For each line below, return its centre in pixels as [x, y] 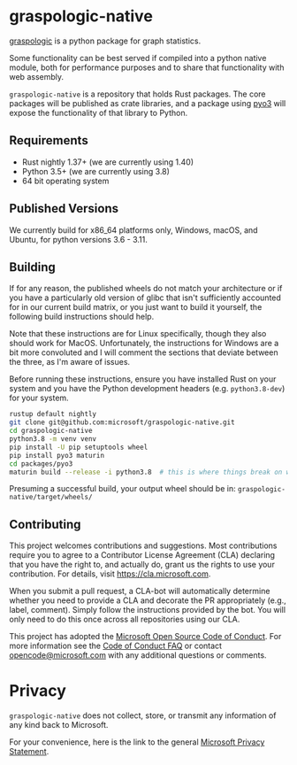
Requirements [49, 140]
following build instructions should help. [82, 317]
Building [32, 267]
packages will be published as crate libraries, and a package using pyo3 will [148, 103]
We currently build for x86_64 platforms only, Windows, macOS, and [133, 230]
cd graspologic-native [51, 431]
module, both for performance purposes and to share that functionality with [147, 67]
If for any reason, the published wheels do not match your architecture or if [146, 289]
